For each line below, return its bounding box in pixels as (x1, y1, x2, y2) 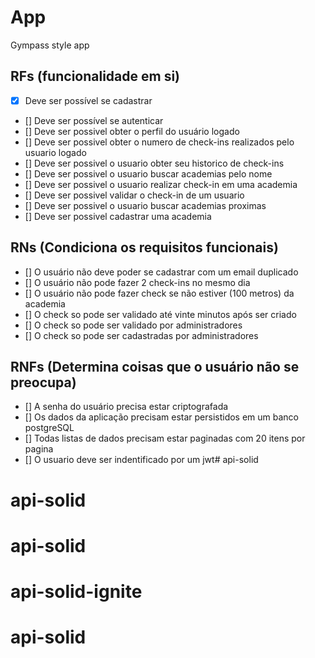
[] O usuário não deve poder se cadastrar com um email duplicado (24, 266, 299, 278)
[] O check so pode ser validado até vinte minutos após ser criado (24, 308, 297, 320)
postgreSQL (24, 422, 75, 434)
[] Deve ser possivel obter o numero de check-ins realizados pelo (24, 136, 295, 148)
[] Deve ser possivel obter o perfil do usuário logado (24, 125, 240, 137)
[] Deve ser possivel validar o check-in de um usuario (24, 189, 245, 201)
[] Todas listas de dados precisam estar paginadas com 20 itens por (24, 432, 306, 445)
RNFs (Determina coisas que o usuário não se (10, 359, 300, 376)
